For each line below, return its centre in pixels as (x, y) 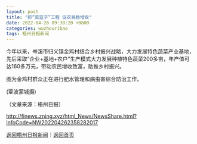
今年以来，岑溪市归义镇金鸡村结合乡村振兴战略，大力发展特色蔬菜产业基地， (100, 52)
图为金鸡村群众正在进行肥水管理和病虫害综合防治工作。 (74, 79)
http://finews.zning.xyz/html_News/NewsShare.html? (72, 116)
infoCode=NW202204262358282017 (52, 123)
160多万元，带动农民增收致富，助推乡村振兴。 (68, 67)
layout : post (22, 12)
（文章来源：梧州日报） (35, 104)
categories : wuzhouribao (37, 28)
